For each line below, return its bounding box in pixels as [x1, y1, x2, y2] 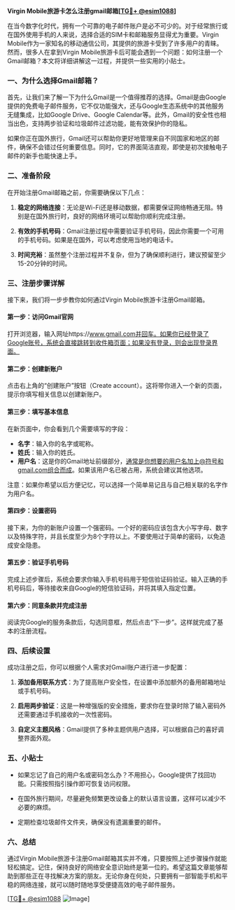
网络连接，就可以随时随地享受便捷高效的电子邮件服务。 [19, 881, 179, 888]
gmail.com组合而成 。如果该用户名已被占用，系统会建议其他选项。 [17, 465, 207, 474]
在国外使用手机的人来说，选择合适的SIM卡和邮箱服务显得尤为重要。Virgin [7, 31, 219, 38]
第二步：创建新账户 [7, 364, 63, 373]
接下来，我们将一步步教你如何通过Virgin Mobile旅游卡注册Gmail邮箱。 [7, 295, 209, 304]
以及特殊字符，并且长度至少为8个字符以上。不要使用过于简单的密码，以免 [7, 532, 220, 540]
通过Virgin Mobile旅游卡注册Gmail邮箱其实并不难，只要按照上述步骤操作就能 [7, 854, 227, 862]
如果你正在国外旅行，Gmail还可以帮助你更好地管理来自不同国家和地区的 [7, 134, 214, 143]
